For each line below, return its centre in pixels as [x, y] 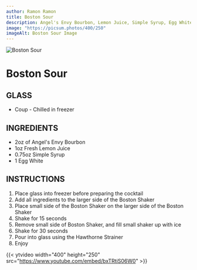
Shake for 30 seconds [41, 231]
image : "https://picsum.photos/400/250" [56, 28]
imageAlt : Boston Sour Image [42, 33]
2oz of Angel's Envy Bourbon [50, 142]
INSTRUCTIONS [36, 179]
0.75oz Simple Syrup [40, 154]
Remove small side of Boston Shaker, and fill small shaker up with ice [98, 224]
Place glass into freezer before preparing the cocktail [79, 193]
